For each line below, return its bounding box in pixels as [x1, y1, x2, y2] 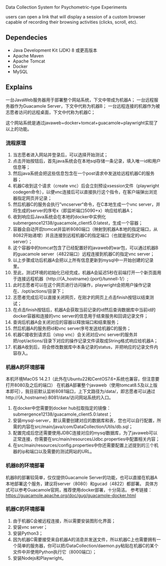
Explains [5, 83, 33, 91]
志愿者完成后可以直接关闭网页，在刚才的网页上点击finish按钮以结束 [12, 294, 150, 300]
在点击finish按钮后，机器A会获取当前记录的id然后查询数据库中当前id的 [12, 307, 156, 313]
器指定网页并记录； [12, 195, 52, 201]
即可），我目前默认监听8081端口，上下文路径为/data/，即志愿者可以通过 [9, 388, 155, 394]
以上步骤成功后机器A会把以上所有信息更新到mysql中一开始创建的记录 [12, 257, 154, 263]
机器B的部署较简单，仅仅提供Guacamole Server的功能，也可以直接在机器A [5, 474, 158, 480]
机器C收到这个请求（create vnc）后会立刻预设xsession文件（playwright [12, 183, 160, 189]
